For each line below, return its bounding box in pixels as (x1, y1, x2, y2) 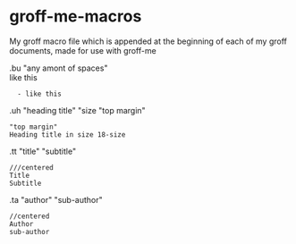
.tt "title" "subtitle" (9, 146, 77, 156)
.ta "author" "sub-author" (9, 194, 103, 205)
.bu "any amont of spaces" (9, 63, 108, 73)
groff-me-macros (9, 6, 142, 27)
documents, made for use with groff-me (9, 45, 156, 55)
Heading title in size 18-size (9, 130, 126, 139)
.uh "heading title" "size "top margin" (9, 105, 146, 115)
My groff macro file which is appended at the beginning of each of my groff (9, 36, 288, 46)
